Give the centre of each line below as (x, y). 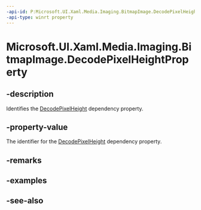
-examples (27, 180)
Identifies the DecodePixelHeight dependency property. (75, 109)
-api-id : (17, 12)
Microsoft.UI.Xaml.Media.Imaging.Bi (99, 47)
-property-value (37, 127)
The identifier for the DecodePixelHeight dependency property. (84, 141)
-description (30, 94)
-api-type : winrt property (40, 17)
